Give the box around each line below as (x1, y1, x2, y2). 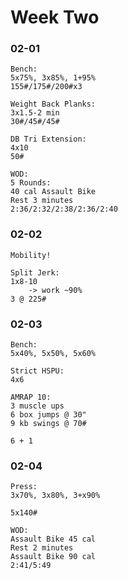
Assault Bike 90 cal (10, 552, 97, 562)
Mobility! (10, 250, 52, 260)
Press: (10, 482, 38, 492)
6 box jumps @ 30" (10, 410, 87, 420)
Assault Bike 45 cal (10, 534, 97, 545)
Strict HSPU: (10, 366, 65, 376)
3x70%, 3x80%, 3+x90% (10, 491, 101, 501)
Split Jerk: (10, 267, 60, 278)
